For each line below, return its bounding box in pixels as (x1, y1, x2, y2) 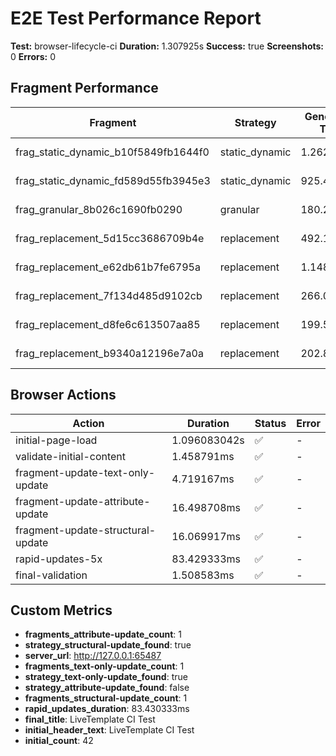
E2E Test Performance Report (10, 7, 262, 30)
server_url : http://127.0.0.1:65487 (24, 650, 162, 662)
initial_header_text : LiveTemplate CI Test (24, 724, 195, 736)
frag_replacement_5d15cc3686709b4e (15, 231, 205, 245)
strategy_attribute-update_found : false (24, 682, 190, 694)
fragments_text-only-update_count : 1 (24, 660, 185, 672)
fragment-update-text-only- (15, 465, 156, 479)
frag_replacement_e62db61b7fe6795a (15, 260, 201, 274)
